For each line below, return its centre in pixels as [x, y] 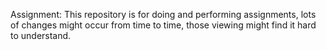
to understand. [41, 35]
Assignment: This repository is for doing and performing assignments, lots [163, 14]
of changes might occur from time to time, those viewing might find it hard [163, 25]
